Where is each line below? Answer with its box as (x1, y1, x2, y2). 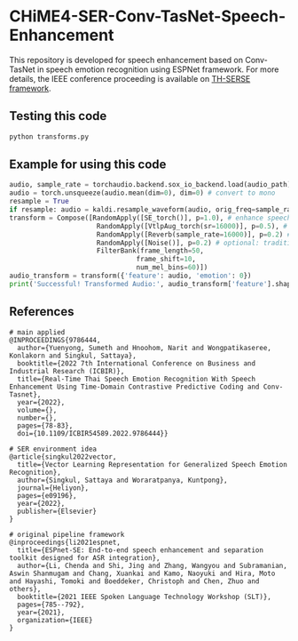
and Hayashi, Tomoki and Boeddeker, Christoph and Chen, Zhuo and (9, 576, 260, 586)
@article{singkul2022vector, (9, 452, 117, 461)
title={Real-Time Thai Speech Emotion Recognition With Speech (17, 374, 255, 383)
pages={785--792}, (17, 600, 86, 609)
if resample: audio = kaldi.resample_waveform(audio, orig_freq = (9, 205, 255, 214)
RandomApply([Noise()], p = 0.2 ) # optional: (96, 238, 260, 247)
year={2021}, (17, 607, 66, 617)
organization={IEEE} (17, 615, 93, 624)
